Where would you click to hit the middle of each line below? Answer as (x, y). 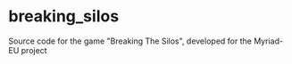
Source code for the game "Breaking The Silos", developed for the (130, 41)
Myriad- (268, 41)
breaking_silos (64, 16)
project (34, 50)
